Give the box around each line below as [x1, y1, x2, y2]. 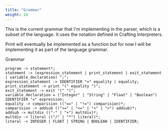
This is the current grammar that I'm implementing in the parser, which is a [5, 26, 160, 32]
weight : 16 [5, 12, 28, 17]
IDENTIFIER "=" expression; [5, 97, 65, 102]
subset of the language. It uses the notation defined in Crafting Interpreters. [5, 31, 163, 37]
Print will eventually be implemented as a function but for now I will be [5, 41, 151, 47]
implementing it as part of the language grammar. [5, 46, 108, 52]
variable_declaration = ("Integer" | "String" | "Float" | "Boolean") [5, 92, 157, 97]
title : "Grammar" [5, 7, 42, 13]
